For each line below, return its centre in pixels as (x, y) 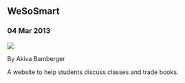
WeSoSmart (33, 11)
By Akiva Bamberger (36, 58)
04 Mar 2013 (29, 31)
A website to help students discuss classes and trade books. (93, 72)
